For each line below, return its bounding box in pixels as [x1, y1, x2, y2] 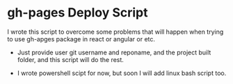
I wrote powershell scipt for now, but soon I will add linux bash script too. [17, 69, 227, 77]
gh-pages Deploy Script [7, 5, 148, 21]
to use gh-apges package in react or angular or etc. [7, 34, 155, 43]
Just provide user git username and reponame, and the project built [17, 48, 211, 56]
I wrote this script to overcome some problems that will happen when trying [7, 28, 224, 36]
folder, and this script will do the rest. [17, 55, 124, 63]
